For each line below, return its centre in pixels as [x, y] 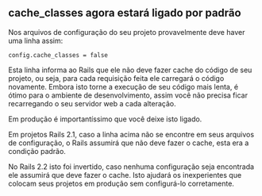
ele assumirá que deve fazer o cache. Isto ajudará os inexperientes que [125, 175]
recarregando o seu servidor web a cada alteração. [92, 103]
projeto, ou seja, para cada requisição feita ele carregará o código [116, 78]
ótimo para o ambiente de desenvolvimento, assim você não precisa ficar [128, 95]
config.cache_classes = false [58, 55]
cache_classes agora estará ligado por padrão [125, 13]
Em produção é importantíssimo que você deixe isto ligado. [105, 119]
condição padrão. [37, 151]
